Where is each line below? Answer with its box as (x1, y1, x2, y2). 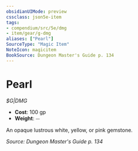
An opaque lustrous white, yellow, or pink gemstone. (6, 126, 133, 133)
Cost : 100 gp (14, 108, 46, 115)
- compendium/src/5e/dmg (6, 25, 67, 31)
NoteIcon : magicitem (6, 47, 57, 53)
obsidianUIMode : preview (6, 8, 67, 15)
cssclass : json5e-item (6, 14, 62, 20)
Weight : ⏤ (14, 115, 40, 122)
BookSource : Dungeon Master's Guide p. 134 (6, 52, 115, 58)
